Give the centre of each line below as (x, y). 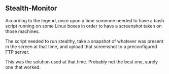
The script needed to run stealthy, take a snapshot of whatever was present (84, 41)
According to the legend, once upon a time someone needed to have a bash (85, 20)
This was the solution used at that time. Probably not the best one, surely (82, 62)
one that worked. (23, 67)
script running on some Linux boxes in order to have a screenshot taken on (83, 26)
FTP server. (17, 52)
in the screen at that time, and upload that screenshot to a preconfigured (81, 46)
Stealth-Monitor (31, 8)
